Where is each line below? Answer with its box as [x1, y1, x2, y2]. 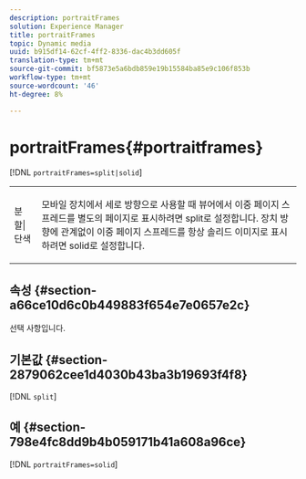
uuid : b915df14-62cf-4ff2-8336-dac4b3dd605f [9, 47, 181, 57]
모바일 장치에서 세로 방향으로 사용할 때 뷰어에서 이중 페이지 [41, 198, 280, 211]
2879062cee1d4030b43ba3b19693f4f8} [9, 367, 248, 382]
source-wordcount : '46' [9, 81, 100, 90]
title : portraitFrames [9, 30, 96, 39]
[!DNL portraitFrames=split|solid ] [9, 167, 143, 178]
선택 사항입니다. [9, 323, 66, 334]
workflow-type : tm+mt [9, 73, 92, 82]
